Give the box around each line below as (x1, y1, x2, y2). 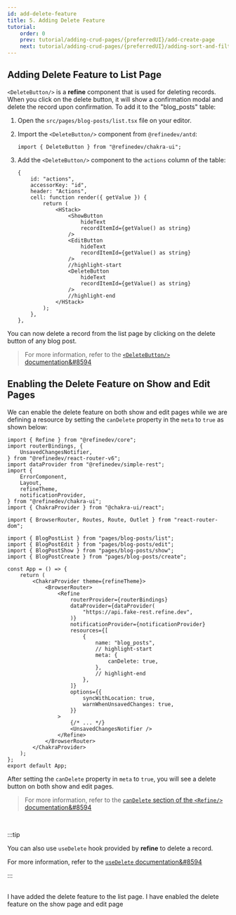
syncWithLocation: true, (82, 694, 156, 701)
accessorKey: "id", (30, 181, 88, 188)
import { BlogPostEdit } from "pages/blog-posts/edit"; (7, 540, 174, 548)
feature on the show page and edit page (7, 900, 124, 908)
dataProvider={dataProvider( (70, 602, 156, 609)
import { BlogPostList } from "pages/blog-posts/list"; (7, 535, 174, 542)
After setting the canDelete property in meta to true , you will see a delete (7, 774, 216, 783)
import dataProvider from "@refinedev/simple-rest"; (7, 461, 165, 468)
